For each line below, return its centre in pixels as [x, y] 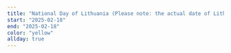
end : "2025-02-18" [33, 26]
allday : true [26, 39]
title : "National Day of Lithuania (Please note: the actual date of [109, 13]
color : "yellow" [30, 33]
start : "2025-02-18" [37, 20]
